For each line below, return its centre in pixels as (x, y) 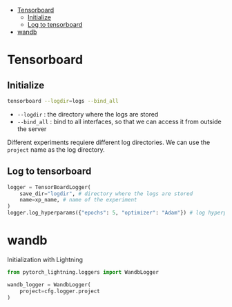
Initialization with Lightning (45, 259)
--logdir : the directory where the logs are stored (88, 114)
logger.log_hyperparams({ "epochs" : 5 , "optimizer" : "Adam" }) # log (106, 213)
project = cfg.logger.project (60, 291)
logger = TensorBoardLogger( (49, 187)
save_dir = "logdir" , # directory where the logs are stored (106, 194)
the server (32, 129)
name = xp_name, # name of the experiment (78, 200)
